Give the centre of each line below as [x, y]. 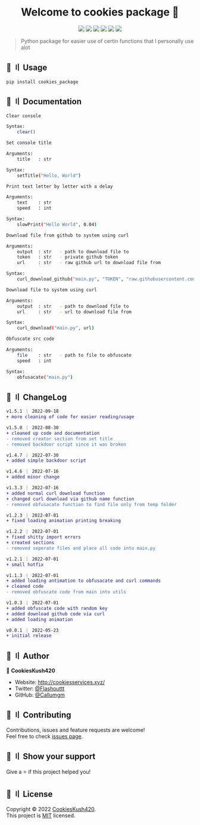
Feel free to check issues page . [45, 736]
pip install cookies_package [42, 82]
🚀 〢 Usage [27, 68]
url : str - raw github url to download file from [89, 263]
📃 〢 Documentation [44, 102]
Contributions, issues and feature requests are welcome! [76, 730]
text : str [34, 203]
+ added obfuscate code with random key [57, 608]
